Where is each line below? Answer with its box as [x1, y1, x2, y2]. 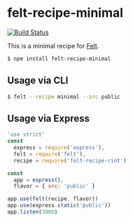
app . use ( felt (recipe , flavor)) [7, 195, 99, 202]
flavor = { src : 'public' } [13, 183, 96, 190]
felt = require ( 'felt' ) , [13, 151, 86, 158]
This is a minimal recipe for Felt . [7, 41, 99, 50]
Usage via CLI [7, 75, 69, 87]
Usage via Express [7, 112, 90, 124]
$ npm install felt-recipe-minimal [7, 55, 111, 62]
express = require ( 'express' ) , [13, 144, 105, 151]
